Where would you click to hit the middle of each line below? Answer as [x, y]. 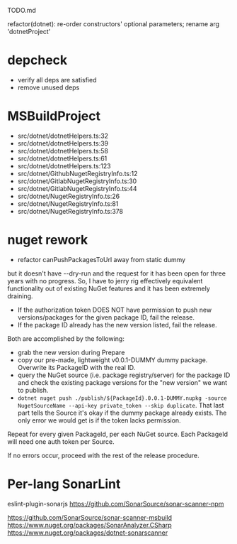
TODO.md [22, 10]
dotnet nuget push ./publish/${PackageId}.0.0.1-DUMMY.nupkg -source [122, 398]
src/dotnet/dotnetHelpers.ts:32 [63, 136]
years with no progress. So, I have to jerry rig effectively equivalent [105, 281]
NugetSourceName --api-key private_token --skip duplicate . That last [121, 405]
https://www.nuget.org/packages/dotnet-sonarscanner [88, 533]
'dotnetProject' [29, 32]
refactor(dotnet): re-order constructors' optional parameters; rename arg [114, 24]
